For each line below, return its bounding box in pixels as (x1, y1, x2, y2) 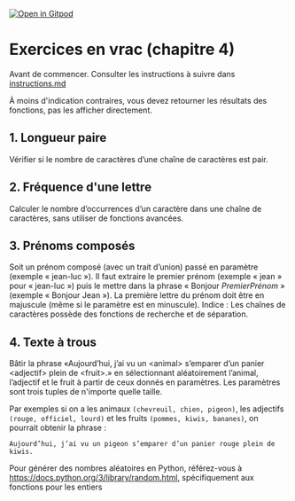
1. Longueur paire (9, 130, 107, 145)
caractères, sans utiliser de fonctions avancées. (9, 213, 184, 223)
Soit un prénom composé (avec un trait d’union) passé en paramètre (9, 262, 259, 272)
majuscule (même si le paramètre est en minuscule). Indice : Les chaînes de (9, 300, 286, 310)
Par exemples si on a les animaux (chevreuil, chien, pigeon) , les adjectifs (9, 403, 284, 414)
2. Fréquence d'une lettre (9, 180, 152, 195)
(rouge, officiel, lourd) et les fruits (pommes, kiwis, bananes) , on (9, 413, 259, 424)
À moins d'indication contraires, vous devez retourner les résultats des (9, 95, 268, 106)
